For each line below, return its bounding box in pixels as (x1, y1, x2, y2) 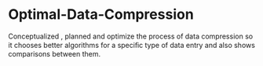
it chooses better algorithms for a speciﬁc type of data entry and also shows (8, 40, 255, 49)
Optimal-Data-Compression (8, 5, 194, 24)
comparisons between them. (8, 49, 100, 58)
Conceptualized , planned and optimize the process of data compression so (8, 31, 254, 41)
